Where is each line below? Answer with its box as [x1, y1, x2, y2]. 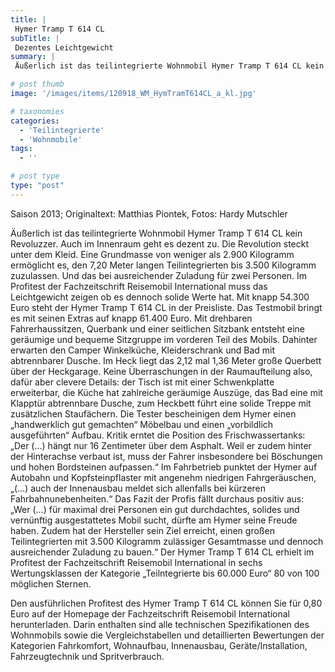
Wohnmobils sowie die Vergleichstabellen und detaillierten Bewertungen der [10, 629, 325, 641]
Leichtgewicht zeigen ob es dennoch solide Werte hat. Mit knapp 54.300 [10, 291, 310, 303]
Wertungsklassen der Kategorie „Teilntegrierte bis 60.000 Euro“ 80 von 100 [10, 567, 320, 579]
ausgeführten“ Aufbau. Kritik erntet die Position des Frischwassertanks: [10, 429, 306, 441]
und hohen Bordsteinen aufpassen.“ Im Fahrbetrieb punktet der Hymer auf [10, 461, 318, 473]
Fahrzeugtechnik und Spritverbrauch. [10, 650, 165, 662]
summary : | [10, 52, 56, 62]
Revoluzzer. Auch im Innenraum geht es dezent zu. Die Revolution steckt [10, 237, 310, 250]
